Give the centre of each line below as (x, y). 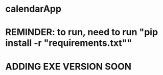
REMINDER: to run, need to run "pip (82, 32)
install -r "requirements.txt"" (68, 43)
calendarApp (33, 9)
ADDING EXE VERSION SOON (68, 66)
